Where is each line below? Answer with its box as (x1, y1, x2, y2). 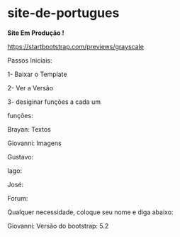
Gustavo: (7, 152, 34, 161)
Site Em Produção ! (7, 28, 64, 37)
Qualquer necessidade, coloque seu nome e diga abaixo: (7, 208, 174, 216)
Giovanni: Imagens (7, 139, 62, 147)
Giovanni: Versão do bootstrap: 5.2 (7, 221, 109, 230)
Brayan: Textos (7, 125, 51, 133)
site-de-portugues (7, 5, 120, 21)
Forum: (7, 194, 28, 202)
